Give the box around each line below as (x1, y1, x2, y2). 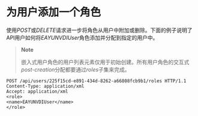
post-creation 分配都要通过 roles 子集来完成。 (20, 66, 130, 73)
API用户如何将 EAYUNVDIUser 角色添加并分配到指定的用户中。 (6, 34, 158, 41)
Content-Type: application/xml (6, 83, 85, 89)
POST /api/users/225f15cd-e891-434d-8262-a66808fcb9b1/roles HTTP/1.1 (6, 78, 187, 84)
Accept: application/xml (6, 88, 68, 94)
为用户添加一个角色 (6, 5, 101, 19)
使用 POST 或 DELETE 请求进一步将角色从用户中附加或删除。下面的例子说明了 (6, 26, 193, 34)
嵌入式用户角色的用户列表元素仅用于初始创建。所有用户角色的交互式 (20, 58, 190, 66)
